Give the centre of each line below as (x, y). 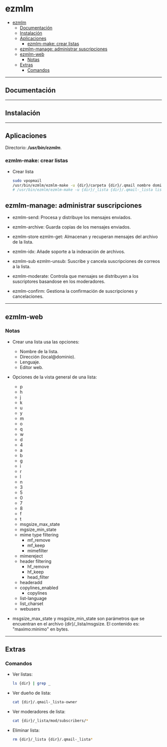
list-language (33, 598)
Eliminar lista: (26, 731)
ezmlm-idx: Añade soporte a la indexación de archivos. (69, 251)
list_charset (32, 604)
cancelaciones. (28, 296)
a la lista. (21, 266)
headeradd (31, 582)
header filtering (36, 561)
